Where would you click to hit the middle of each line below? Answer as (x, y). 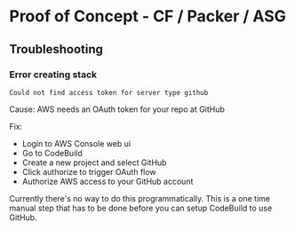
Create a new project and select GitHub (94, 163)
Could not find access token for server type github (109, 92)
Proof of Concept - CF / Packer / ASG (148, 16)
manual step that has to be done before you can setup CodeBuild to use (141, 208)
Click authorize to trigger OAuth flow (89, 171)
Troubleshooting (56, 49)
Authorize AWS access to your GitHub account (108, 181)
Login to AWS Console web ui (76, 143)
